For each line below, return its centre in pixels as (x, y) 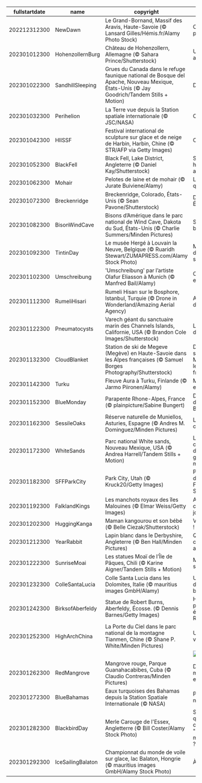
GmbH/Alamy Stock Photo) (138, 772)
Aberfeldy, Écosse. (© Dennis (142, 608)
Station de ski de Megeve (136, 347)
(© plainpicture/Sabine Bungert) (145, 405)
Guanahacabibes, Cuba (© (138, 670)
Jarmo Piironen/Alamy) (133, 387)
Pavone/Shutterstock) (132, 207)
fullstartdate (29, 11)
